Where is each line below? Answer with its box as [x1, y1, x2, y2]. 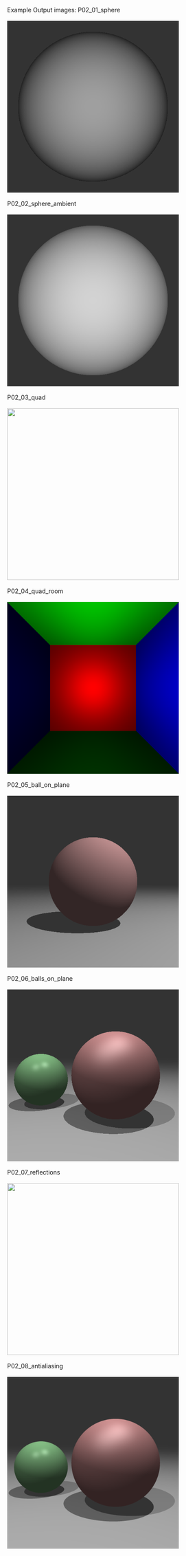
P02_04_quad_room [7, 587, 64, 595]
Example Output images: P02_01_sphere [7, 6, 121, 14]
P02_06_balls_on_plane [7, 975, 73, 982]
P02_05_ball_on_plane [7, 781, 70, 789]
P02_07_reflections [7, 1168, 60, 1176]
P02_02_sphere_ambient [7, 199, 77, 208]
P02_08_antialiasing [7, 1362, 64, 1370]
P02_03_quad [7, 393, 46, 401]
